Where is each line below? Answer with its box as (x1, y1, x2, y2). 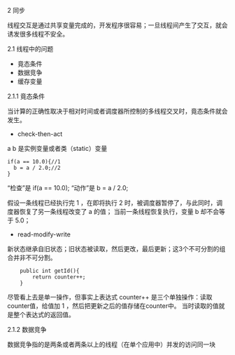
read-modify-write (17, 230, 71, 239)
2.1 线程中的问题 (7, 45, 54, 53)
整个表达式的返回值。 (13, 311, 75, 319)
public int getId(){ (20, 267, 80, 274)
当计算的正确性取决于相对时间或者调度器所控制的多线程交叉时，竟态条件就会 (7, 107, 228, 115)
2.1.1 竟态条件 (7, 92, 45, 100)
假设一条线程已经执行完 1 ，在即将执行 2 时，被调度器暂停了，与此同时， (7, 199, 217, 207)
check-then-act (17, 130, 63, 138)
